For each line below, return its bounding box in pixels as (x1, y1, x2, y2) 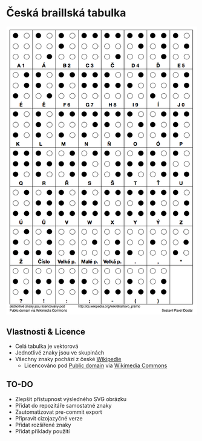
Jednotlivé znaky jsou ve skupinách (15, 349, 105, 356)
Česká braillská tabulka (6, 6, 126, 20)
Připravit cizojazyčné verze (15, 414, 83, 422)
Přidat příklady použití (15, 427, 70, 435)
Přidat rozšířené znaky (15, 421, 71, 428)
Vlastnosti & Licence (6, 327, 86, 337)
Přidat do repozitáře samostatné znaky (15, 402, 112, 409)
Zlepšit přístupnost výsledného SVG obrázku (15, 395, 127, 402)
